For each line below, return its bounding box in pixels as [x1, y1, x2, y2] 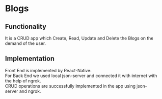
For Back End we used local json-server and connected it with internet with [5, 73, 157, 79]
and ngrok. [19, 88, 41, 94]
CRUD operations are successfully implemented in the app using [5, 83, 136, 89]
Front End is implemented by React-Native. [5, 67, 92, 73]
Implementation [5, 55, 55, 63]
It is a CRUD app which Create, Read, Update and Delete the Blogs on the [5, 35, 154, 41]
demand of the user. [5, 40, 46, 46]
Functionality [5, 22, 47, 31]
